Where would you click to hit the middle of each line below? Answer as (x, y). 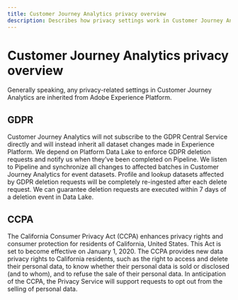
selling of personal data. (42, 289)
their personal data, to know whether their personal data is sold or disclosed (119, 267)
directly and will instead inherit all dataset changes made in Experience (111, 144)
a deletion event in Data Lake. (51, 197)
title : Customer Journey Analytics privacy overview (87, 14)
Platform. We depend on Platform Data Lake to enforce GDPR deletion (109, 152)
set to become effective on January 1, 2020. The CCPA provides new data (115, 251)
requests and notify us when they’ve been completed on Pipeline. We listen (117, 159)
